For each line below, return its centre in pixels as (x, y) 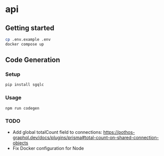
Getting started (30, 28)
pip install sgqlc (25, 85)
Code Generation (33, 60)
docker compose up (25, 44)
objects (20, 143)
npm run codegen (22, 108)
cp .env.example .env (28, 39)
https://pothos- (119, 132)
